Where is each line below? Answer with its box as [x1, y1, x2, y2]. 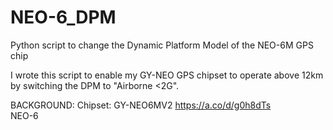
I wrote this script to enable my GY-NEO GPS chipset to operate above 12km [10, 69, 324, 81]
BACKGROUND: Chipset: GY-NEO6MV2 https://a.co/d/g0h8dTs [10, 99, 272, 111]
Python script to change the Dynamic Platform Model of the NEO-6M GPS [10, 39, 314, 51]
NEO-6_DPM [10, 6, 117, 29]
